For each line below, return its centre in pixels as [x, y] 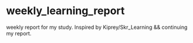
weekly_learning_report [66, 11]
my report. [19, 33]
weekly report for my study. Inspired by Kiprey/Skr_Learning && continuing [97, 27]
